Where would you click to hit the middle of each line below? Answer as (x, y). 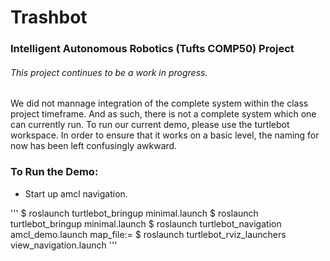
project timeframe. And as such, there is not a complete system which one (163, 114)
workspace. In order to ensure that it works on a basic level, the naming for (165, 135)
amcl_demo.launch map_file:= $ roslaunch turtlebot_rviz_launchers (148, 234)
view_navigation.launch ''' (64, 245)
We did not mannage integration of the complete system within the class (159, 103)
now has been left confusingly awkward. (94, 146)
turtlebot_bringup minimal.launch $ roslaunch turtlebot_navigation (146, 223)
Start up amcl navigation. (76, 193)
